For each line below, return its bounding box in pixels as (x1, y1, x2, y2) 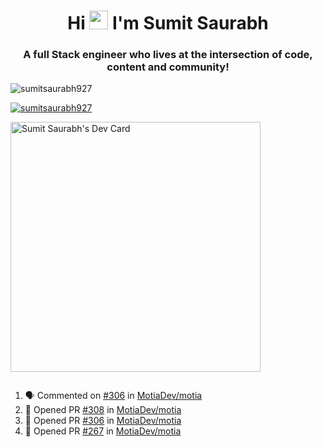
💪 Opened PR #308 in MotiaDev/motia (24, 404, 182, 416)
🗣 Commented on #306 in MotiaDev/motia (24, 390, 203, 402)
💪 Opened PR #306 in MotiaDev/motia (24, 415, 182, 427)
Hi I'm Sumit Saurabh (67, 12, 269, 35)
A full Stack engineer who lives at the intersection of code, (23, 48, 313, 62)
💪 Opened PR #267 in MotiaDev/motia (24, 425, 182, 437)
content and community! (106, 60, 230, 74)
